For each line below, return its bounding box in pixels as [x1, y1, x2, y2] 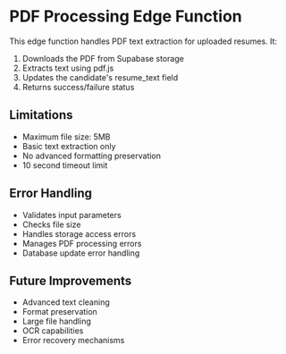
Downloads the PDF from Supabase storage [21, 53, 185, 63]
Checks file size [21, 219, 82, 230]
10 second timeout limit [21, 159, 108, 171]
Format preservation [21, 307, 98, 317]
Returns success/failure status [21, 81, 135, 92]
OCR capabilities [21, 325, 84, 336]
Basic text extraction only [21, 140, 116, 151]
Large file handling [21, 316, 91, 327]
